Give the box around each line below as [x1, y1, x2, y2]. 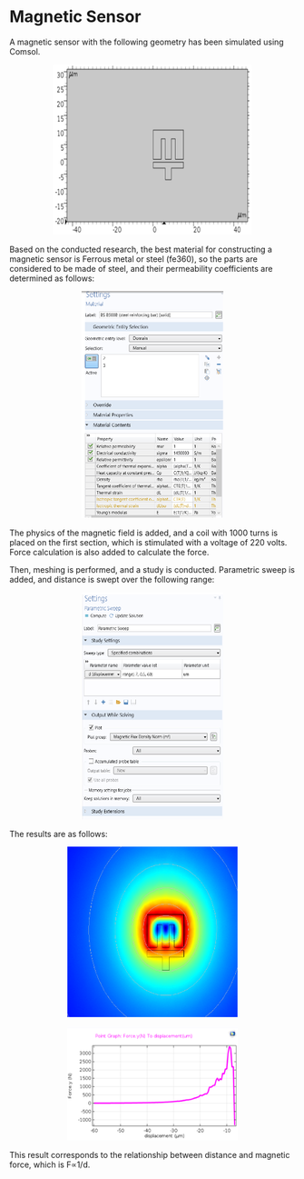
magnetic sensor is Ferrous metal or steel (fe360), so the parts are [9, 253, 259, 265]
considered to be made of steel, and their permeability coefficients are [9, 263, 273, 274]
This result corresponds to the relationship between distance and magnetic [9, 1149, 290, 1160]
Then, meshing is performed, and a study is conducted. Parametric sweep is [9, 564, 295, 575]
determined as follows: [9, 273, 95, 284]
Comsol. [9, 45, 41, 56]
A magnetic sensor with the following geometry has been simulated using [9, 36, 284, 47]
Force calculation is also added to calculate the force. [9, 546, 210, 557]
